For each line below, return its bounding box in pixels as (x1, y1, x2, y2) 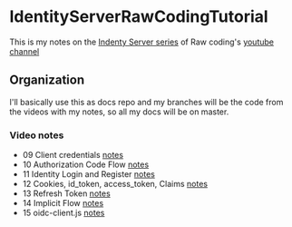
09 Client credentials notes (22, 150, 124, 161)
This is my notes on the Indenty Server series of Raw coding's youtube (9, 36, 275, 47)
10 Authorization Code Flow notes (22, 159, 150, 170)
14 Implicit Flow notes (22, 198, 104, 209)
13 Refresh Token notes (22, 188, 111, 199)
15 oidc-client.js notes (22, 207, 105, 219)
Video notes (9, 129, 64, 142)
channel (9, 45, 40, 56)
